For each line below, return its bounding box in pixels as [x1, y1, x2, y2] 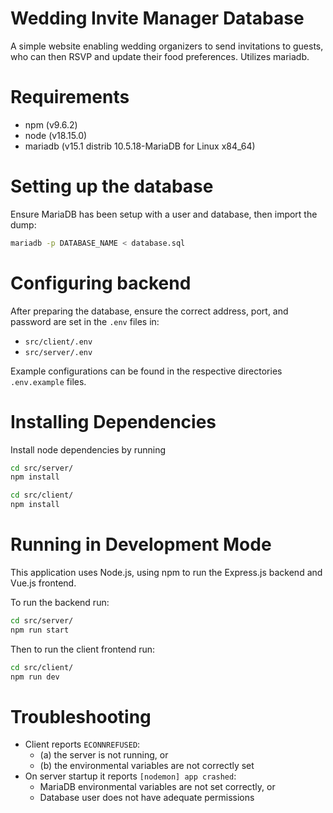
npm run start [10, 625, 70, 635]
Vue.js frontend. [10, 577, 77, 589]
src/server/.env [24, 347, 93, 357]
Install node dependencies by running [10, 443, 167, 456]
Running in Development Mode [10, 533, 272, 556]
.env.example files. [10, 375, 87, 387]
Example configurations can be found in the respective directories [10, 365, 283, 377]
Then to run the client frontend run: [10, 643, 156, 655]
